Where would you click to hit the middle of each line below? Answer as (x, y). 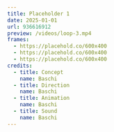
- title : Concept (39, 72)
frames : (18, 40)
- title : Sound (35, 111)
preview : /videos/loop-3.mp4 (49, 33)
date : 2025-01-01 (32, 20)
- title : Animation (42, 98)
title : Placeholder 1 (39, 14)
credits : (20, 66)
